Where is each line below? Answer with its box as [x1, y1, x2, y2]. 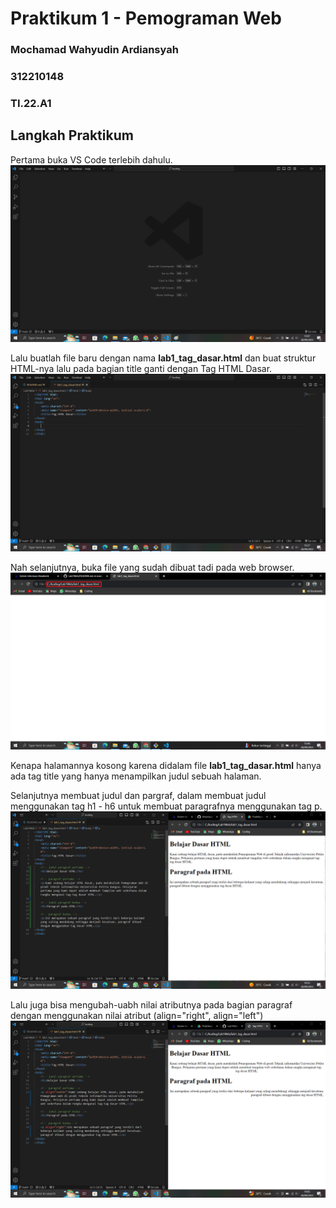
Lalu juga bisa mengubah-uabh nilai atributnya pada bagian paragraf [10, 998, 293, 1011]
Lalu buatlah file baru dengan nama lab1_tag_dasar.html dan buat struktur [10, 352, 317, 364]
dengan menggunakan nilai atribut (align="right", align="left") [10, 1009, 264, 1021]
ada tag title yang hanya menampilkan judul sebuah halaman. [10, 770, 262, 782]
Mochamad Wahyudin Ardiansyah [10, 43, 179, 57]
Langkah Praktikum [10, 127, 134, 144]
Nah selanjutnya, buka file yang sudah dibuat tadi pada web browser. [10, 561, 295, 573]
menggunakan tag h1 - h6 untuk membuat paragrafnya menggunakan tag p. [10, 800, 323, 812]
